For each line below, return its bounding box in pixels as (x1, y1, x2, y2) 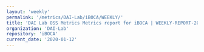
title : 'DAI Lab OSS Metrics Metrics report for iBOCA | (6, 20, 154, 26)
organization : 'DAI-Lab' (6, 25, 69, 32)
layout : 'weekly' (6, 8, 50, 15)
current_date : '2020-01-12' (6, 36, 78, 42)
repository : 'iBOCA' (6, 31, 59, 37)
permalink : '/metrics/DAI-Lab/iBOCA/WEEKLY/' (6, 14, 123, 20)
